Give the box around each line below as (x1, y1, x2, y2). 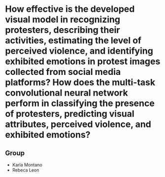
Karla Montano (12, 162, 43, 168)
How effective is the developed (5, 3, 135, 15)
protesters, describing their (5, 25, 120, 35)
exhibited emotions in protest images (5, 56, 161, 67)
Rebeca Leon (12, 167, 39, 173)
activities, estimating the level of (5, 35, 142, 46)
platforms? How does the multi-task (5, 77, 156, 88)
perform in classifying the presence (5, 98, 155, 109)
